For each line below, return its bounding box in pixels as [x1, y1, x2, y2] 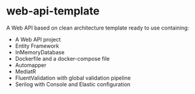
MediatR [15, 67, 36, 75]
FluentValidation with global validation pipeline [15, 74, 131, 81]
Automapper [15, 61, 47, 69]
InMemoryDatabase [15, 48, 65, 55]
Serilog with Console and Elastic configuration [15, 80, 131, 88]
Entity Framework [15, 42, 59, 49]
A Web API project [15, 36, 61, 43]
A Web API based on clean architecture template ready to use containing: [6, 24, 190, 31]
